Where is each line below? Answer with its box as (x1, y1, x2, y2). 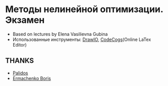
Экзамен (5, 14, 45, 26)
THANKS (5, 57, 34, 65)
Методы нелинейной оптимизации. (5, 4, 163, 15)
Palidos (12, 70, 28, 76)
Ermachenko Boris (12, 75, 51, 81)
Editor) (12, 41, 27, 48)
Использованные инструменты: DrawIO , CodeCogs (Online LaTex (12, 36, 151, 42)
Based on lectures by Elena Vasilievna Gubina (12, 31, 108, 37)
